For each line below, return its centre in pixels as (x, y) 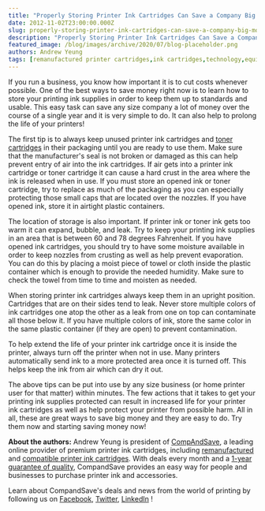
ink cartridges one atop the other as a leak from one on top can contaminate (132, 311)
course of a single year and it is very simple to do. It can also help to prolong (132, 115)
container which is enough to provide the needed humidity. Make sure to (126, 271)
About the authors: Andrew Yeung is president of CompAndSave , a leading (131, 442)
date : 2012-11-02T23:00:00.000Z (61, 23)
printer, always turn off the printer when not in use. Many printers (114, 352)
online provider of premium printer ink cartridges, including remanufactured (131, 449)
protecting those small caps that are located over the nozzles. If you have (127, 197)
